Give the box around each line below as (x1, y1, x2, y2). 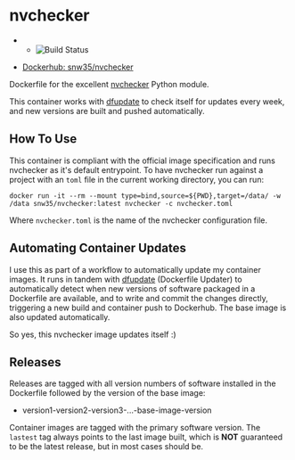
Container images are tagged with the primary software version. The (9, 423, 261, 433)
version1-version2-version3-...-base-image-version (21, 405, 212, 415)
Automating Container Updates (9, 241, 187, 256)
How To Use (9, 131, 78, 147)
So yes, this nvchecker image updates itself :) (9, 329, 176, 340)
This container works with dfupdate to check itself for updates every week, (9, 95, 285, 107)
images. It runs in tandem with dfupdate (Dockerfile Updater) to (9, 274, 242, 284)
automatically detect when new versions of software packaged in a (9, 283, 256, 294)
